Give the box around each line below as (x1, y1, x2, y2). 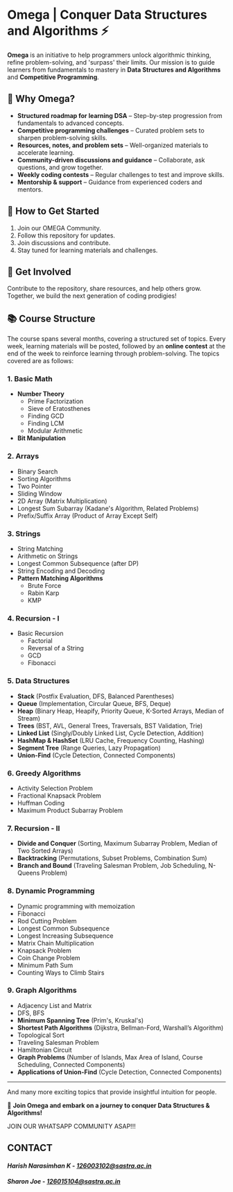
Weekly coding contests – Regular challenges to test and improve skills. (17, 170, 225, 178)
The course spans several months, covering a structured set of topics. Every (7, 335, 226, 343)
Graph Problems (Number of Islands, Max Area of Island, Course (17, 1052, 203, 1061)
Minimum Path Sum (17, 961, 74, 969)
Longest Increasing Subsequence (17, 931, 114, 940)
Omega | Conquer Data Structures (7, 7, 207, 23)
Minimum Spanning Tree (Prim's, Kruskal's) (17, 1016, 144, 1024)
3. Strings (7, 528, 41, 538)
